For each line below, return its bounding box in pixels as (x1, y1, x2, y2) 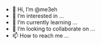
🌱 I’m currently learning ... (12, 19, 78, 26)
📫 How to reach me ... (12, 32, 69, 39)
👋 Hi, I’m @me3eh (12, 6, 58, 13)
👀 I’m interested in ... (12, 12, 64, 19)
